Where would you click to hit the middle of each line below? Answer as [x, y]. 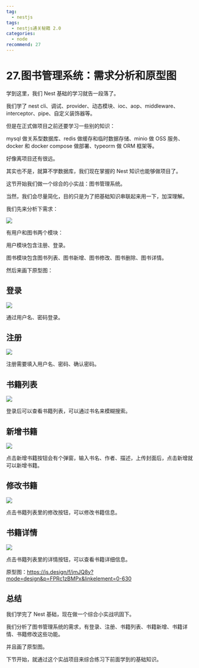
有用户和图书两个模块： [35, 232]
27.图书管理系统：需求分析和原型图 [91, 76]
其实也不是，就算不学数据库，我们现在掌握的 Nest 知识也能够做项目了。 [94, 171]
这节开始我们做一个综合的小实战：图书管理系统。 [66, 184]
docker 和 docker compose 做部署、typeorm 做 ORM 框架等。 [82, 146]
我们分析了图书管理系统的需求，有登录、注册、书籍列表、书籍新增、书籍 [94, 627]
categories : [21, 34]
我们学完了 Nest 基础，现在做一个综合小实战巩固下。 [70, 614]
